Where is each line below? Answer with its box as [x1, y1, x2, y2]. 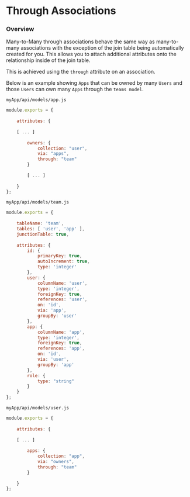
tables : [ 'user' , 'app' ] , [16, 226, 85, 232]
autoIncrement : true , [37, 258, 91, 264]
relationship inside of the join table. [6, 57, 91, 64]
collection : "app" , [37, 453, 85, 460]
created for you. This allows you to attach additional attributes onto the [6, 51, 177, 58]
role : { [27, 372, 46, 378]
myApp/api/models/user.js [6, 405, 69, 411]
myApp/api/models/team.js [6, 199, 69, 205]
